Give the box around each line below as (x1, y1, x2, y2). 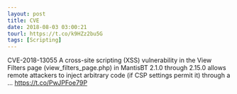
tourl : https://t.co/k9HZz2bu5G (7, 30, 103, 37)
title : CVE (7, 17, 40, 24)
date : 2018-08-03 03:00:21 (7, 23, 87, 30)
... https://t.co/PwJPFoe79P (7, 78, 87, 87)
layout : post (7, 10, 46, 18)
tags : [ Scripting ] (7, 37, 62, 44)
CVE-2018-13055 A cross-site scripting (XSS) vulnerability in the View (7, 56, 212, 64)
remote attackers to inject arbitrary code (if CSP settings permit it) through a (7, 71, 231, 80)
